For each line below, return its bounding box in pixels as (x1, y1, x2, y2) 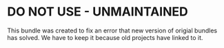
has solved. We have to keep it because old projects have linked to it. (7, 33, 203, 41)
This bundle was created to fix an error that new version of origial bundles (7, 26, 218, 34)
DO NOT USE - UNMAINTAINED (7, 4, 188, 20)
